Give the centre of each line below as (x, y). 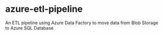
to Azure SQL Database (29, 28)
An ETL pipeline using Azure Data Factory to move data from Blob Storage (82, 23)
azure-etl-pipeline (44, 9)
